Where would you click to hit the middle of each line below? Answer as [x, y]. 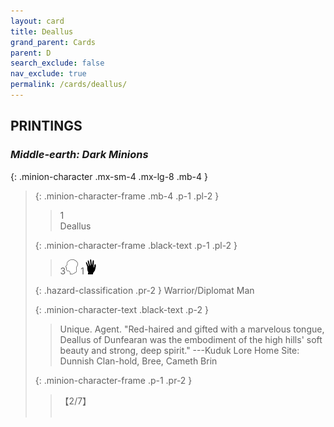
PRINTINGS [46, 126]
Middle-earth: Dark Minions [79, 155]
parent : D [31, 53]
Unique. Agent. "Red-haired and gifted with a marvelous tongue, [192, 329]
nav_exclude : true [48, 74]
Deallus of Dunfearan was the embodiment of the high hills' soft [191, 339]
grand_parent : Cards [53, 42]
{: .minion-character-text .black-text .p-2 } [122, 309]
